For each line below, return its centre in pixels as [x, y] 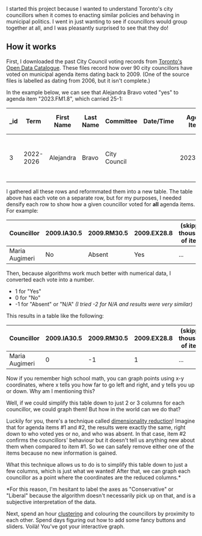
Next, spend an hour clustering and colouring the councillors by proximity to [100, 513]
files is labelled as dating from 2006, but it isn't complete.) [78, 80]
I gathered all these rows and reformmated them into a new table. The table [99, 191]
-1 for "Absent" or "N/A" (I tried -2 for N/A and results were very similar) [104, 304]
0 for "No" [28, 297]
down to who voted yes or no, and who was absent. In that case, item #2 [96, 434]
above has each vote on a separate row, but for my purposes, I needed [94, 198]
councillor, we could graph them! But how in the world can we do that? [93, 409]
